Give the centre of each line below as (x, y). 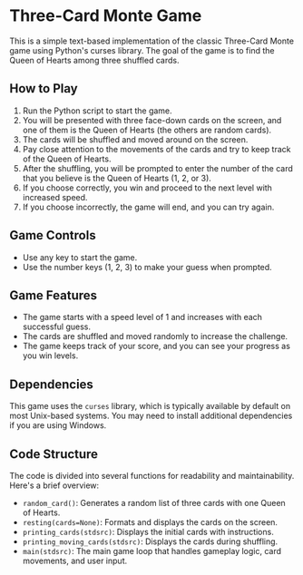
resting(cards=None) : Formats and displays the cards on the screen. (150, 522)
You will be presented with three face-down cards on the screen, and (152, 120)
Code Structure (54, 454)
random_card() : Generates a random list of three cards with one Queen (154, 503)
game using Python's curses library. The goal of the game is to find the (142, 50)
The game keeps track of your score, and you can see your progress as (156, 346)
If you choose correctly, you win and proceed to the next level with (147, 188)
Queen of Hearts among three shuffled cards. (94, 60)
